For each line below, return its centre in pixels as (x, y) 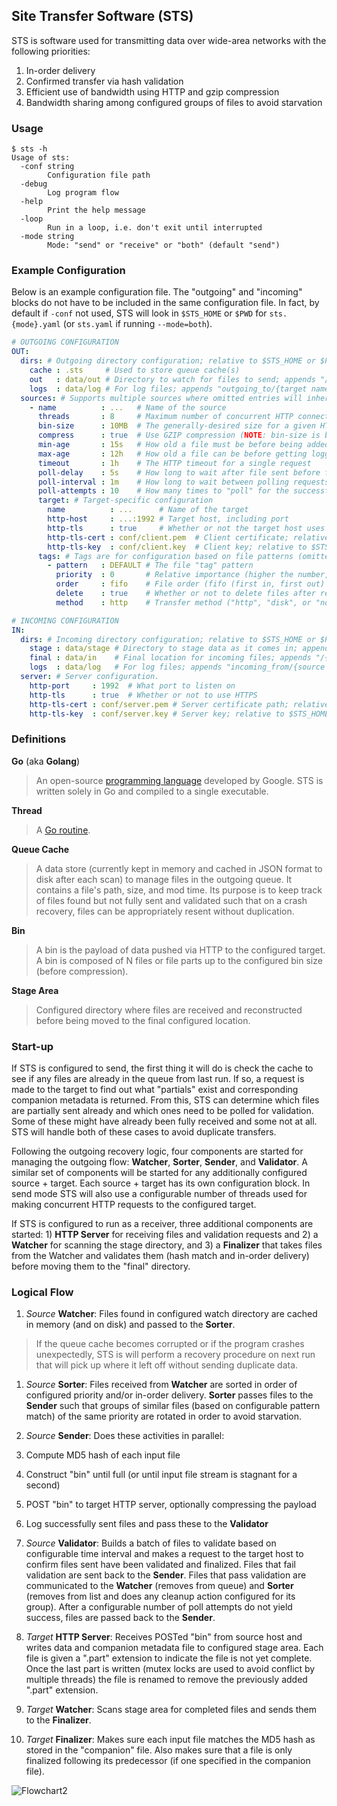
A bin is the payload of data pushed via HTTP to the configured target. (180, 950)
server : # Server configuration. (90, 677)
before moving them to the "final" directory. (101, 1266)
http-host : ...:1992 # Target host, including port (168, 519)
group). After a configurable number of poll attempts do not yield (159, 1607)
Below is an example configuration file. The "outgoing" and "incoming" (157, 292)
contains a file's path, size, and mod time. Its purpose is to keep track (179, 890)
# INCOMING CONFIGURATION (65, 620)
